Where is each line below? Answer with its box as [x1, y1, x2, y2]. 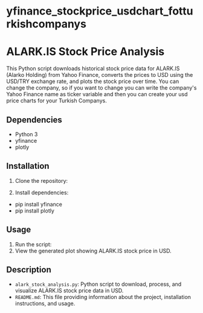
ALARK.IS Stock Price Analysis [6, 45, 165, 59]
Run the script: [14, 240, 52, 248]
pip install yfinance [14, 200, 62, 208]
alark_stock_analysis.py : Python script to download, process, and [14, 280, 182, 288]
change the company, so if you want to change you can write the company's [6, 84, 197, 91]
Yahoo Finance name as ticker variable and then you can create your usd [6, 91, 188, 98]
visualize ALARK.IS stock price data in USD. [14, 287, 124, 294]
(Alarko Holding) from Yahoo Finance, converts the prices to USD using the [6, 71, 193, 79]
